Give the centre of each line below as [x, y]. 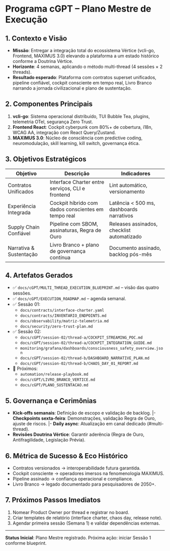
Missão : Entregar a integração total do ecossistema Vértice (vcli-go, [84, 50]
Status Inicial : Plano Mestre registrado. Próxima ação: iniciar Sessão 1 [78, 537]
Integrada [19, 212]
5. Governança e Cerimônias [51, 401]
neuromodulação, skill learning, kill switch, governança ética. [76, 143]
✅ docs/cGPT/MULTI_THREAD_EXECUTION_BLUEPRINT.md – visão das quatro [86, 287]
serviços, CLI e [67, 188]
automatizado [125, 236]
